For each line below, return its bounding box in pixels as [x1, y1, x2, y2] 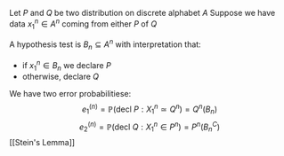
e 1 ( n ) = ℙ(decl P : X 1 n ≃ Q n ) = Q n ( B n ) [81, 102, 218, 116]
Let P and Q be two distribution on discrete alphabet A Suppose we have [9, 8, 276, 18]
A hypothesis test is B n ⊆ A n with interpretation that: [9, 37, 202, 51]
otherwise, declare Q [21, 71, 100, 82]
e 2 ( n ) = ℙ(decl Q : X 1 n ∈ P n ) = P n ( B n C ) [78, 120, 221, 134]
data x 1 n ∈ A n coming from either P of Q [9, 17, 158, 31]
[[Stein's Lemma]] [9, 137, 76, 148]
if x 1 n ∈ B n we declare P [21, 58, 111, 73]
